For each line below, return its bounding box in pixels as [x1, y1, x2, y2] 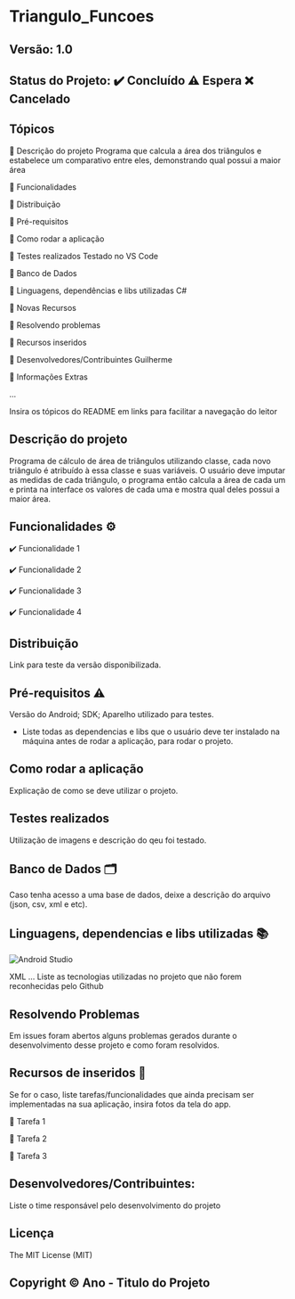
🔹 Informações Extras [9, 372, 89, 382]
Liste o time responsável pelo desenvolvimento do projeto [9, 1200, 221, 1211]
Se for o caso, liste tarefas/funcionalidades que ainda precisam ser [9, 1089, 255, 1099]
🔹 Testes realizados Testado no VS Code [9, 250, 158, 261]
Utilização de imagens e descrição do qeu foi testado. [9, 835, 207, 846]
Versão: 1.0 [9, 42, 73, 57]
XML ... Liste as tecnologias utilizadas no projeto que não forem [9, 971, 243, 982]
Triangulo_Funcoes [9, 6, 155, 27]
